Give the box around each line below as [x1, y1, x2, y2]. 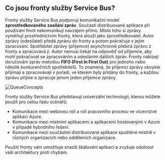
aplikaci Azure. [12, 113, 43, 120]
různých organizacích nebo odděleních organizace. [12, 134, 117, 140]
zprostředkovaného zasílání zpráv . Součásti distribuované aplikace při [5, 22, 150, 28]
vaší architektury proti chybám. [5, 149, 68, 155]
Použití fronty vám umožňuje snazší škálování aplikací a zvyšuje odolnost [5, 144, 154, 150]
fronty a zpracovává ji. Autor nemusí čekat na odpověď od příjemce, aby [5, 48, 152, 54]
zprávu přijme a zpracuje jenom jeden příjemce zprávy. [5, 74, 117, 80]
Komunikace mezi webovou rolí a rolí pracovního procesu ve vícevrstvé [12, 108, 157, 114]
